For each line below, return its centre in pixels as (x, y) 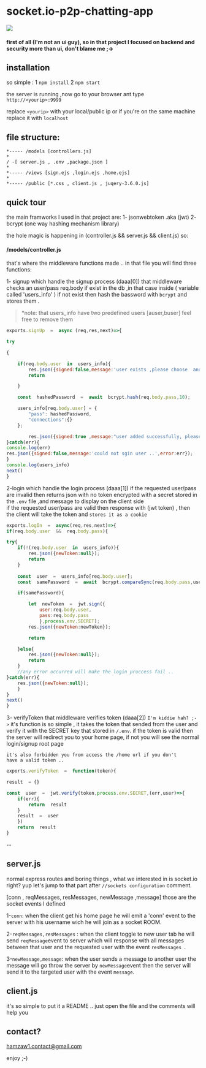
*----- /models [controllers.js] (49, 151)
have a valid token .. (35, 760)
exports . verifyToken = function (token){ (61, 771)
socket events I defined (36, 903)
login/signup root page (35, 744)
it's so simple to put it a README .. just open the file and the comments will (101, 1006)
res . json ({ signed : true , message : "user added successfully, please (115, 436)
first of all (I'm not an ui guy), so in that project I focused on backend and (101, 42)
